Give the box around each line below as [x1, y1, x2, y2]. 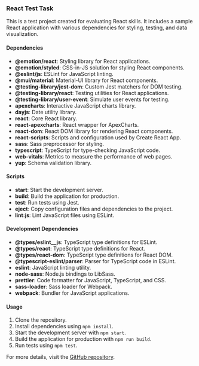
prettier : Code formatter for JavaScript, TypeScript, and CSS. [14, 276, 166, 283]
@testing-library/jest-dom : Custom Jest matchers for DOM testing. [14, 83, 183, 90]
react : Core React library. [14, 115, 78, 122]
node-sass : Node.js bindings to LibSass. [14, 270, 115, 277]
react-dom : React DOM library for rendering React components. [14, 127, 173, 135]
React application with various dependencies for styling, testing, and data [6, 24, 188, 31]
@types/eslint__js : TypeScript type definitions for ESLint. [14, 238, 158, 246]
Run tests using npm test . [14, 342, 78, 349]
